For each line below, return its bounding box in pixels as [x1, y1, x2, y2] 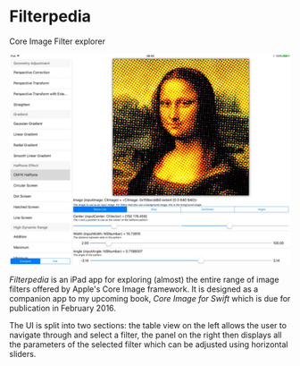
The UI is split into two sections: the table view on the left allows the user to [9, 319, 287, 330]
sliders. [9, 348, 37, 359]
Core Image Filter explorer [9, 36, 105, 47]
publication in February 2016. [9, 302, 116, 313]
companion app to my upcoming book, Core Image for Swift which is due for [9, 293, 291, 303]
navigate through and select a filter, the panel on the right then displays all [9, 329, 282, 340]
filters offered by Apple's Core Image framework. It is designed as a [9, 284, 259, 294]
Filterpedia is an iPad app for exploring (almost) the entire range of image [9, 274, 279, 285]
